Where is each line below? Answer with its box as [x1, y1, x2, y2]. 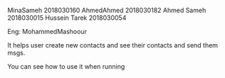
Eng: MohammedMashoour [7, 28, 88, 35]
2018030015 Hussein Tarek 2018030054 [7, 13, 127, 22]
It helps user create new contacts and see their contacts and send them [7, 41, 219, 49]
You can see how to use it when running [7, 62, 125, 70]
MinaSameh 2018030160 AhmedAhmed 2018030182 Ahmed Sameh [7, 6, 206, 14]
